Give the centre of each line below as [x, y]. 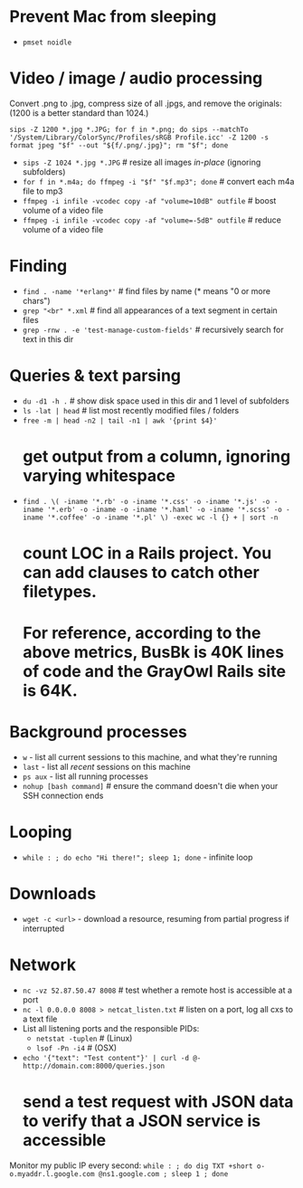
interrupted [43, 928]
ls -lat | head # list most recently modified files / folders [131, 410]
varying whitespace [99, 475]
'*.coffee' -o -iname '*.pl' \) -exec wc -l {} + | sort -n [162, 518]
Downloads [53, 894]
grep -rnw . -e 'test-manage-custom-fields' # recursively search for [153, 329]
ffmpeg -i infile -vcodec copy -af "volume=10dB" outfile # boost [149, 200]
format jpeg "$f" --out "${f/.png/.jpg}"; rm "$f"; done [119, 145]
